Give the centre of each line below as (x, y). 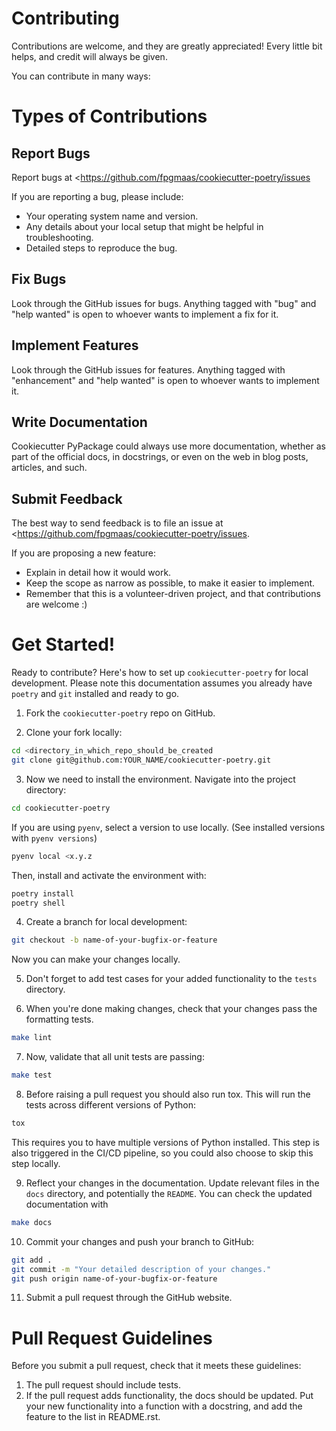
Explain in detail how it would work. (98, 573)
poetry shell (38, 903)
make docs (32, 1222)
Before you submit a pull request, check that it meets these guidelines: (156, 1366)
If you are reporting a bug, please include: (97, 196)
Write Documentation (79, 422)
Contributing (65, 18)
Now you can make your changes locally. (96, 959)
